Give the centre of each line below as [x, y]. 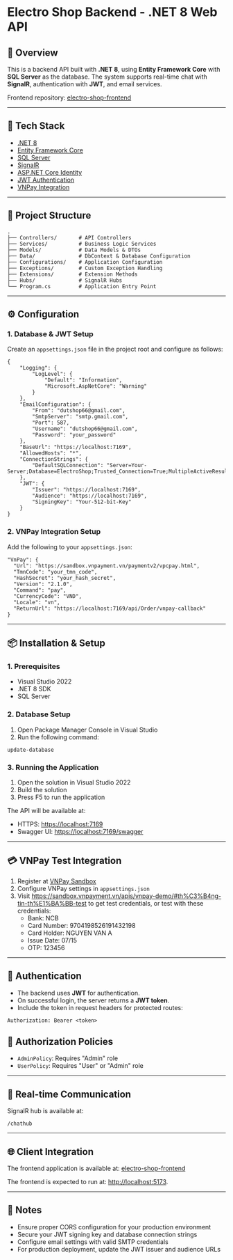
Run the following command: [58, 737]
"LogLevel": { [52, 374]
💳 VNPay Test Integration [64, 861]
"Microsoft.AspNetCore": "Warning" [96, 386]
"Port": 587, [51, 423]
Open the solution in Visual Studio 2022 [74, 782]
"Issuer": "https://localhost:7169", [86, 490]
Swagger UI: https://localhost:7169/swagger [80, 831]
